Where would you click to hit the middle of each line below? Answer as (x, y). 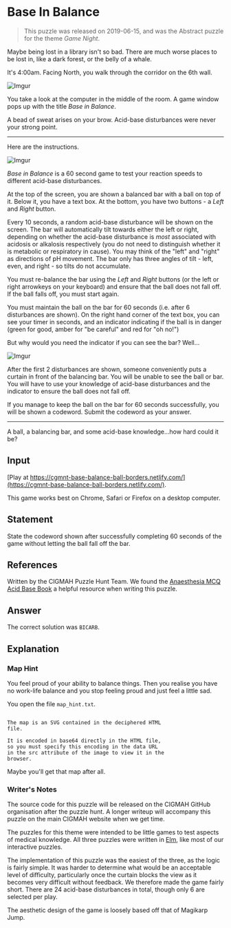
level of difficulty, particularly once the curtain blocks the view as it (102, 875)
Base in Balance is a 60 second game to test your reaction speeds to (105, 173)
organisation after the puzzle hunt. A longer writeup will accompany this (109, 812)
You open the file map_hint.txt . (52, 704)
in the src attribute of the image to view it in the (86, 752)
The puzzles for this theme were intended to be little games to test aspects (113, 832)
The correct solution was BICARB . (53, 627)
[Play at (18, 477)
